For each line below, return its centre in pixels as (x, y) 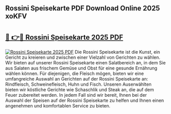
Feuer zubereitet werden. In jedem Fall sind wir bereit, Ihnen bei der (76, 95)
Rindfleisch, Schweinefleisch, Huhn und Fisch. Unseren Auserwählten (78, 84)
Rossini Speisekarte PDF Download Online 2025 (83, 8)
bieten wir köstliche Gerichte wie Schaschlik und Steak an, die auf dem (80, 90)
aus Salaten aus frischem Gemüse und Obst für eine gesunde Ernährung (81, 68)
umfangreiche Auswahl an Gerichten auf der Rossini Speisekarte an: (77, 79)
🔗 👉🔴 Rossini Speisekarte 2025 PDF (64, 37)
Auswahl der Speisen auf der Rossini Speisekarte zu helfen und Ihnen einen (85, 100)
